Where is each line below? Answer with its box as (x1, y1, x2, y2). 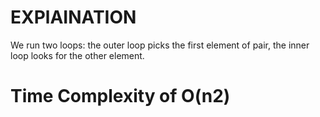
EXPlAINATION (10, 6, 137, 29)
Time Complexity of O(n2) (10, 85, 231, 108)
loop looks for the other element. (10, 49, 145, 61)
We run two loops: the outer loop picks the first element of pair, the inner (10, 39, 310, 51)
